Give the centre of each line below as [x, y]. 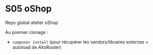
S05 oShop [29, 9]
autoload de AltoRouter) [37, 47]
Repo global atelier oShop [32, 22]
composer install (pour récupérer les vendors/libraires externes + [80, 42]
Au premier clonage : [27, 32]
